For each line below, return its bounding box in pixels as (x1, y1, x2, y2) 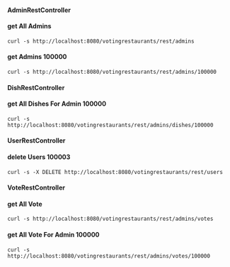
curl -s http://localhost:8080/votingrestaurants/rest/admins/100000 (7, 68, 217, 75)
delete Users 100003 (7, 153, 71, 161)
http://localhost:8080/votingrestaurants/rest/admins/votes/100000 (7, 252, 211, 259)
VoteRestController (7, 183, 66, 192)
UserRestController (7, 136, 66, 145)
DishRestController (7, 83, 65, 92)
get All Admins (7, 22, 52, 31)
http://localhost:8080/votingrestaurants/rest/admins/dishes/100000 (7, 121, 214, 129)
